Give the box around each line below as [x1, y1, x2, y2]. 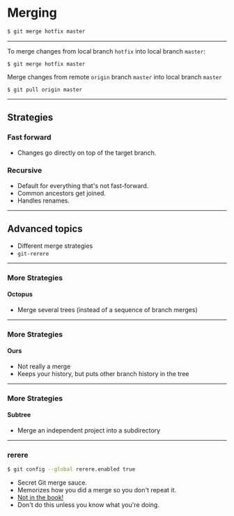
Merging [7, 5, 57, 21]
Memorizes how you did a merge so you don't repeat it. [17, 486, 176, 494]
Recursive [7, 166, 42, 175]
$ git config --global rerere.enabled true [7, 466, 136, 473]
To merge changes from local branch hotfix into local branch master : [7, 47, 205, 55]
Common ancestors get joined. [17, 189, 107, 197]
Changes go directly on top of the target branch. [17, 148, 157, 157]
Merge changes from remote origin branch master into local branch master [7, 72, 222, 81]
